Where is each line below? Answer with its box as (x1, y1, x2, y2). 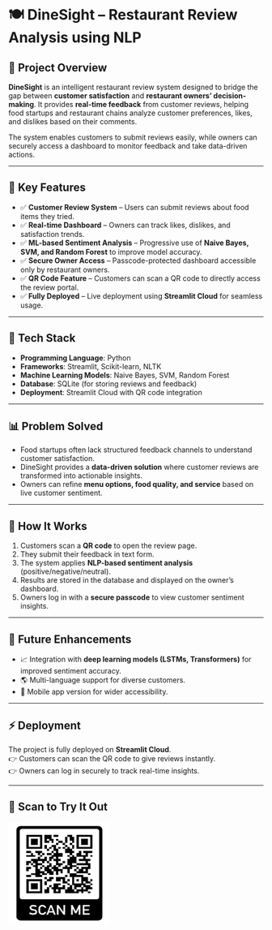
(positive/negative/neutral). (19, 566, 112, 576)
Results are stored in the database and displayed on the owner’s (19, 575, 235, 585)
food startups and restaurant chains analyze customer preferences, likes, (8, 108, 253, 118)
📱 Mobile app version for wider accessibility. (19, 687, 168, 697)
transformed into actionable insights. (19, 471, 143, 480)
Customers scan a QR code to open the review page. (19, 540, 198, 551)
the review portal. (19, 282, 79, 292)
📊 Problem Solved (8, 420, 104, 433)
